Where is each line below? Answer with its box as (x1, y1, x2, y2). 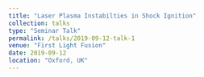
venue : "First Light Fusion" (8, 42, 106, 50)
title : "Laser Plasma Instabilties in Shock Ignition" (8, 11, 197, 20)
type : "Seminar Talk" (8, 26, 81, 34)
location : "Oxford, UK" (8, 57, 89, 65)
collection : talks (8, 19, 70, 27)
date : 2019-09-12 (8, 49, 67, 57)
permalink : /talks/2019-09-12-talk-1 (8, 34, 135, 43)
